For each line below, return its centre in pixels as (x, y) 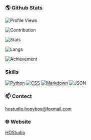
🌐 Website (18, 122)
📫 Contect (19, 96)
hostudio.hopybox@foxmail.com (38, 109)
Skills (12, 72)
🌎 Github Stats (24, 7)
